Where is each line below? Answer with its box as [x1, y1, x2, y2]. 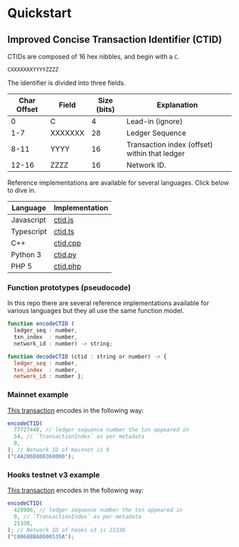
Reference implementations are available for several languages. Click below [7, 178, 230, 187]
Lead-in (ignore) [127, 116, 183, 126]
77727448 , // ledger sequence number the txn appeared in [14, 426, 190, 434]
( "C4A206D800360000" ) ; [7, 453, 75, 460]
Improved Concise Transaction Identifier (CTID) [7, 34, 223, 46]
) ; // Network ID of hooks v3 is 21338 [7, 526, 126, 533]
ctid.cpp [53, 238, 82, 247]
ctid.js [53, 215, 74, 225]
